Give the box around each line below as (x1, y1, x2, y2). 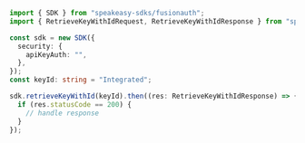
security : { (17, 42, 64, 51)
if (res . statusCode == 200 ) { (17, 100, 132, 109)
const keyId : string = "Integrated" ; (9, 75, 152, 85)
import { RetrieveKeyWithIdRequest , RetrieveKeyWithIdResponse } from (9, 16, 282, 26)
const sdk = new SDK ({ (9, 33, 95, 43)
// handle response (25, 109, 100, 118)
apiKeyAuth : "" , (25, 50, 88, 59)
